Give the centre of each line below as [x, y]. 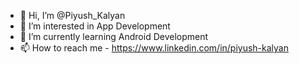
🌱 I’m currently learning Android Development [114, 36]
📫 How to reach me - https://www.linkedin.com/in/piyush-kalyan [154, 48]
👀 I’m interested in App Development [95, 26]
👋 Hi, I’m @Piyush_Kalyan [72, 15]
